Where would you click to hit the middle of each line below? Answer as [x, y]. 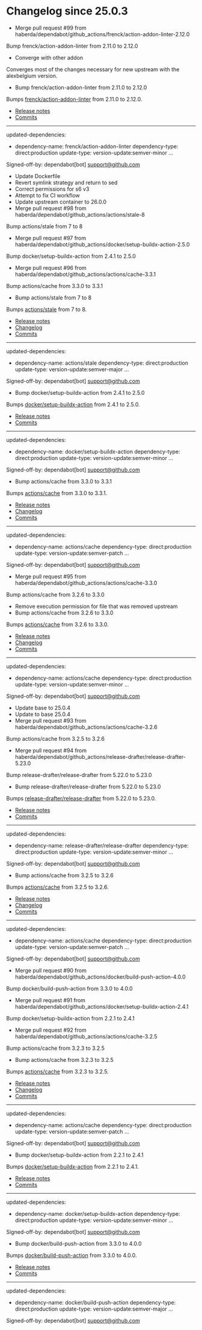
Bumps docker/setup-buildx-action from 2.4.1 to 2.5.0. [73, 404]
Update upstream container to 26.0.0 [61, 202]
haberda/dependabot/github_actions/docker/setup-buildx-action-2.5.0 [102, 244]
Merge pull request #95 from [50, 576]
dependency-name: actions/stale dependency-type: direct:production [101, 363]
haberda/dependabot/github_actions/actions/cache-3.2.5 [86, 1036]
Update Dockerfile [38, 176]
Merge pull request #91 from [50, 1000]
